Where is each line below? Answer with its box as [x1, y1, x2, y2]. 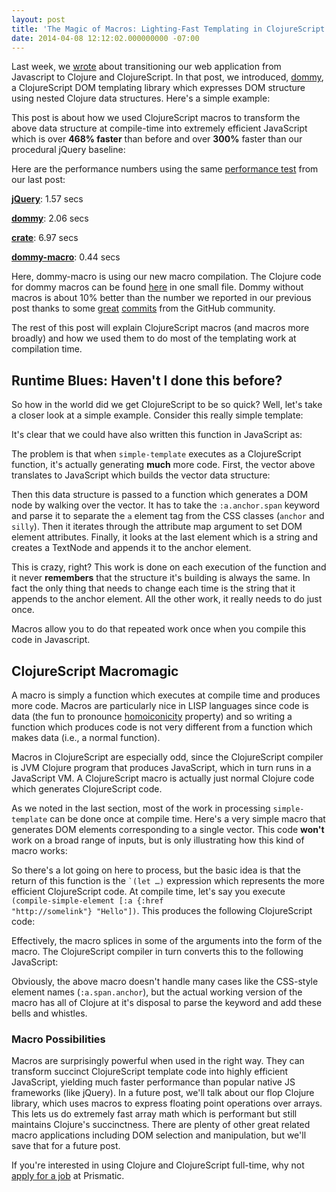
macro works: [11, 845, 68, 856]
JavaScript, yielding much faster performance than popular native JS [11, 1076, 296, 1088]
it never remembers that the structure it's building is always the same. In [11, 572, 311, 584]
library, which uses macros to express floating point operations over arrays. [11, 1097, 323, 1110]
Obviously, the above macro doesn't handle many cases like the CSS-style [11, 976, 319, 987]
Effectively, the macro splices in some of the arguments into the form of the [11, 935, 323, 946]
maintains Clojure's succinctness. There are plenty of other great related [11, 1119, 311, 1131]
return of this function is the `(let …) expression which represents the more [11, 875, 325, 886]
